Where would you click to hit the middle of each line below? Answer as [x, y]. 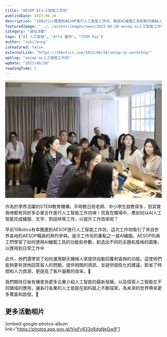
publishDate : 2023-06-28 [31, 16]
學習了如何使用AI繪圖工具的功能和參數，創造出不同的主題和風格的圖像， [88, 242]
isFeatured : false [24, 47]
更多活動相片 [25, 311]
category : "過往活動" [26, 32]
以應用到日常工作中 [25, 248]
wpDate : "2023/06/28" [28, 63]
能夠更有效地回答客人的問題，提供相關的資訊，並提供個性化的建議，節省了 [81, 265]
